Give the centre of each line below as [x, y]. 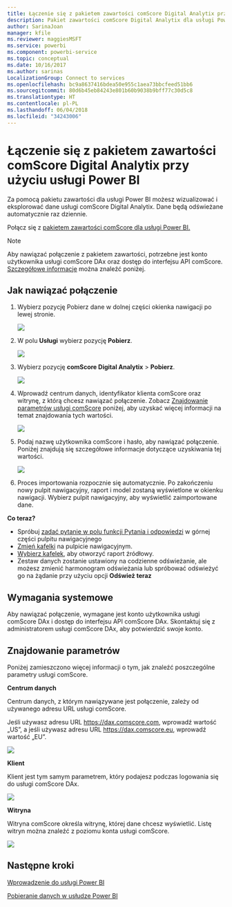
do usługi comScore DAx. [43, 784]
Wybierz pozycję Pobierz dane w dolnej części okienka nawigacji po [114, 307]
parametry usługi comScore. [48, 674]
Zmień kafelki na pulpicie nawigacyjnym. [75, 546]
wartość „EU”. [27, 737]
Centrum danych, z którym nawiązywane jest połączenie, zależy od [103, 701]
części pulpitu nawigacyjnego [59, 539]
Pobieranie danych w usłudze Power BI [63, 895]
